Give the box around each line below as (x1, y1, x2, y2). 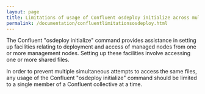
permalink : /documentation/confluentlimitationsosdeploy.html (6, 20, 168, 26)
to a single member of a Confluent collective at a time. (6, 81, 142, 88)
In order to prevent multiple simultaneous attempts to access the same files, (6, 68, 197, 75)
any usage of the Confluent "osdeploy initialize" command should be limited (6, 74, 197, 82)
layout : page (6, 8, 40, 15)
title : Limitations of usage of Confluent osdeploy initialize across (6, 15, 190, 21)
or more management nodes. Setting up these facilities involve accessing (6, 50, 191, 57)
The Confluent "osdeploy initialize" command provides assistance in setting (6, 37, 196, 44)
